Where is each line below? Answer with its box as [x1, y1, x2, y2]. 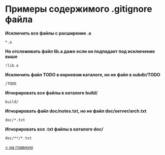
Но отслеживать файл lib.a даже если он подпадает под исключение [5, 48, 155, 54]
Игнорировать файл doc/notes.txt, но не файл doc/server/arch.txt [5, 108, 147, 114]
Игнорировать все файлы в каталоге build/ [5, 90, 98, 95]
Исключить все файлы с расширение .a [5, 30, 92, 36]
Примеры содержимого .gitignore [5, 3, 153, 15]
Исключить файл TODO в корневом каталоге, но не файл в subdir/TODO [5, 71, 161, 77]
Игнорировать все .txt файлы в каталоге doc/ [5, 126, 103, 132]
